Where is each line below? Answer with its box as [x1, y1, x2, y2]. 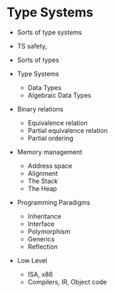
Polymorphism [27, 227, 71, 236]
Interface [27, 219, 55, 228]
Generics [27, 234, 55, 243]
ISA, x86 [27, 269, 53, 279]
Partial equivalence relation [27, 126, 109, 134]
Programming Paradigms [16, 198, 91, 207]
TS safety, [16, 41, 48, 50]
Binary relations [16, 104, 64, 113]
